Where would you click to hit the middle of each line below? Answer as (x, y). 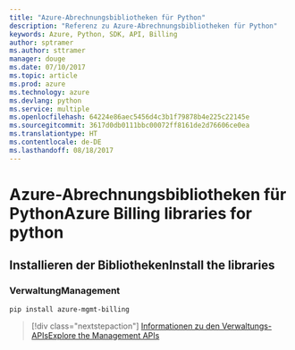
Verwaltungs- (247, 326)
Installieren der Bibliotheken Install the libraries (142, 266)
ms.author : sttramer (48, 51)
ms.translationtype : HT (54, 134)
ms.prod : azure (38, 84)
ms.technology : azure (50, 92)
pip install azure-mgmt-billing (69, 309)
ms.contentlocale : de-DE (55, 142)
